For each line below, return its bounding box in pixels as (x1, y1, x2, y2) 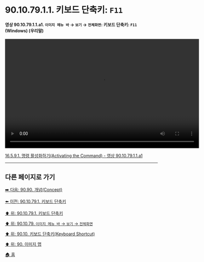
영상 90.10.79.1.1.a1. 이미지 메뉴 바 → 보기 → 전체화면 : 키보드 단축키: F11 (5, 21, 137, 27)
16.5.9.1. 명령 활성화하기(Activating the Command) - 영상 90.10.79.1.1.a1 (5, 153, 143, 159)
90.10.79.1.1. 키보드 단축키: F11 (5, 4, 123, 16)
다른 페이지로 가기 (5, 173, 55, 181)
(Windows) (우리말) (5, 28, 44, 33)
